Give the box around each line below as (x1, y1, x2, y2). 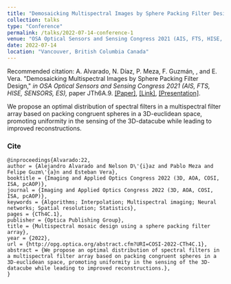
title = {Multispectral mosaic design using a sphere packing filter (7, 223, 211, 230)
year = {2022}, (7, 235, 51, 242)
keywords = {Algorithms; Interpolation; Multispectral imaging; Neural (7, 199, 217, 206)
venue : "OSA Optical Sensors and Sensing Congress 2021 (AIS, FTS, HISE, (7, 36, 223, 43)
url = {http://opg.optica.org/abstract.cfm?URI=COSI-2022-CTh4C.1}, (7, 241, 208, 248)
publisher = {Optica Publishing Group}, (7, 217, 125, 224)
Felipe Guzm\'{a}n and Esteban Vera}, (7, 169, 118, 176)
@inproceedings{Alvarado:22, (7, 157, 91, 164)
